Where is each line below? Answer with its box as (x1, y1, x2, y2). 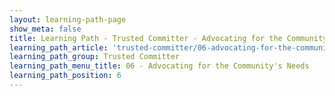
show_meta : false (9, 24, 82, 34)
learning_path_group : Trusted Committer (9, 52, 181, 62)
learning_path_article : (9, 42, 109, 53)
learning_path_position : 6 (9, 71, 122, 81)
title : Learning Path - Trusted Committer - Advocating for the (9, 33, 283, 43)
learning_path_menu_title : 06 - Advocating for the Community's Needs (9, 61, 310, 71)
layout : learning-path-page (9, 14, 127, 25)
